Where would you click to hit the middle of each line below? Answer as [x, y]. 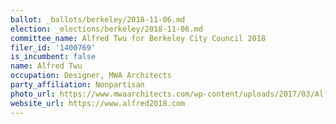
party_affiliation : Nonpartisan [77, 85]
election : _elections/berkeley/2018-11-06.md [106, 29]
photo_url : [33, 94]
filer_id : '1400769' [53, 47]
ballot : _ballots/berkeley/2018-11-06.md [98, 19]
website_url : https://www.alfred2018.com [98, 103]
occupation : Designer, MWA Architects [91, 76]
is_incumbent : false [53, 57]
